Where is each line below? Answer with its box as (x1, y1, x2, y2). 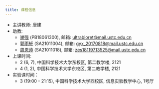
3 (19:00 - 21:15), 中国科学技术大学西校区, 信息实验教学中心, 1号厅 (19, 78, 154, 84)
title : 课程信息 (5, 7, 36, 12)
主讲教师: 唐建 (12, 21, 41, 27)
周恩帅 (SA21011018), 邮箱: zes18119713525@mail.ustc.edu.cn (19, 46, 146, 52)
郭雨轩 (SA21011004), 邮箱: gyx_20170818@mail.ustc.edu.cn (19, 40, 144, 46)
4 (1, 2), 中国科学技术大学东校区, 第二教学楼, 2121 (19, 65, 121, 71)
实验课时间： (12, 71, 39, 77)
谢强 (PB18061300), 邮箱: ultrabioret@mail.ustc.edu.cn (19, 34, 132, 40)
